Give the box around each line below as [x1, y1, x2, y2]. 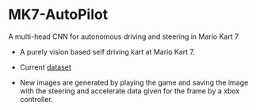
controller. [19, 94, 53, 104]
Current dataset [19, 62, 71, 72]
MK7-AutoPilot [8, 6, 109, 24]
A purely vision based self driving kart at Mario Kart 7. [19, 47, 196, 56]
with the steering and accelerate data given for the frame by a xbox [19, 85, 240, 96]
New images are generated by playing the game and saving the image [19, 78, 249, 87]
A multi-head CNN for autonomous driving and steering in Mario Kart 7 [8, 32, 239, 41]
